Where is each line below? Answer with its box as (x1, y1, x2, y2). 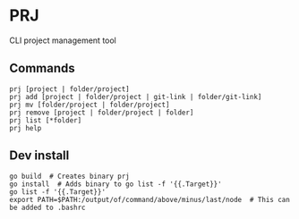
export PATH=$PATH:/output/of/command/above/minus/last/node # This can (9, 195, 291, 204)
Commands (9, 61, 76, 76)
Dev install (9, 148, 70, 164)
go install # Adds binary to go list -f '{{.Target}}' (9, 180, 222, 189)
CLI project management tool (9, 35, 116, 46)
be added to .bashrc (9, 203, 87, 212)
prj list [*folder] (9, 115, 82, 125)
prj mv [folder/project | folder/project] (9, 100, 170, 109)
